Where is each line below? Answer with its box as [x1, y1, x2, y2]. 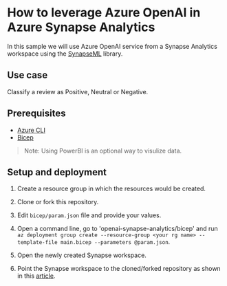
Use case [7, 69, 48, 81]
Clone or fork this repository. [17, 198, 99, 206]
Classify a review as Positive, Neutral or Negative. [7, 87, 149, 96]
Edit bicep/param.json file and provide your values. [17, 211, 162, 219]
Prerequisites [7, 108, 66, 120]
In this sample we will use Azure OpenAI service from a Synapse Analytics [7, 42, 218, 50]
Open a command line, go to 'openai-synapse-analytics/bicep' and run [17, 225, 218, 233]
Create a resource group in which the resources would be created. [17, 184, 206, 193]
